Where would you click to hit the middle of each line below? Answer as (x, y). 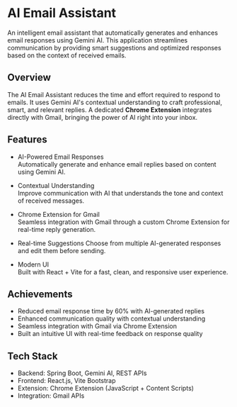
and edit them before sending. (62, 250)
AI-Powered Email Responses (60, 157)
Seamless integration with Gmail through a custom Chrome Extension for (123, 222)
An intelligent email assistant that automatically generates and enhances (112, 33)
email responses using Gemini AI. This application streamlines (98, 40)
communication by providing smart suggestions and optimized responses (114, 48)
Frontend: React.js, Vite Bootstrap (67, 381)
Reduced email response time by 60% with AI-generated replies (111, 311)
